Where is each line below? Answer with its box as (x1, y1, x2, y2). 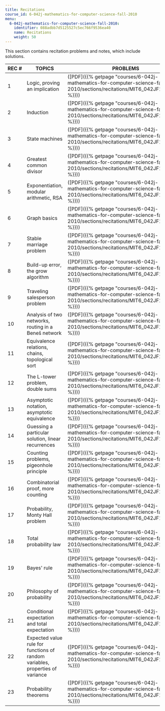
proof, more (27, 485, 54, 492)
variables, (27, 659, 50, 666)
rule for (27, 640, 44, 647)
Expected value (27, 634, 63, 641)
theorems (27, 691, 49, 698)
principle (27, 468, 48, 474)
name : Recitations (14, 30, 52, 35)
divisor (27, 168, 43, 175)
